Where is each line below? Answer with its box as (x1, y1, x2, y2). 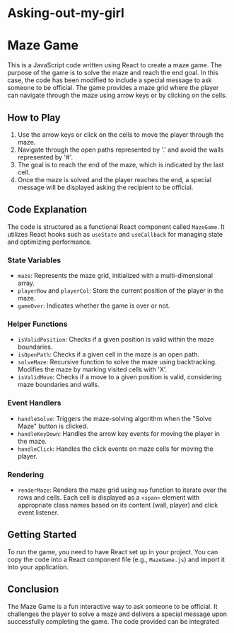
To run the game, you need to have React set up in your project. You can (7, 547, 218, 556)
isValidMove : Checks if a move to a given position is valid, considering (17, 373, 222, 381)
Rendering (7, 469, 45, 479)
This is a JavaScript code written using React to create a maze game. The (7, 61, 223, 69)
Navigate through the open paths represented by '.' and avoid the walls (17, 145, 224, 154)
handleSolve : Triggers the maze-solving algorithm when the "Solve (17, 414, 212, 422)
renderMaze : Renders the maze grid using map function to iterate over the (17, 486, 228, 494)
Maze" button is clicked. (17, 422, 88, 430)
